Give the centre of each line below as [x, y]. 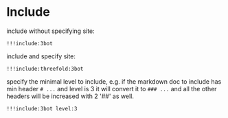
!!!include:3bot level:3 [42, 108]
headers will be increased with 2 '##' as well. [70, 96]
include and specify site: [41, 56]
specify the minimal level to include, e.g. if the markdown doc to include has [114, 81]
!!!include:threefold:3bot [45, 69]
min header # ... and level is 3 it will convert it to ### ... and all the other [112, 88]
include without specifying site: [51, 31]
